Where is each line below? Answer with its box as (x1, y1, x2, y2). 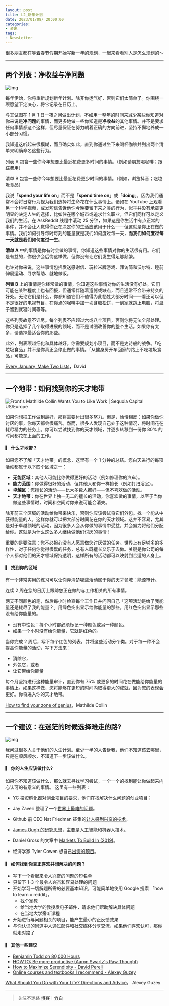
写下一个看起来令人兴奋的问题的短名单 (12, 873, 92, 879)
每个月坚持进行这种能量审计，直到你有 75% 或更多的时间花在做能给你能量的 (5, 678, 162, 684)
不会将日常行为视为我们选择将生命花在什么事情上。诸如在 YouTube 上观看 (9, 198, 162, 204)
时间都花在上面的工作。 (5, 432, 54, 438)
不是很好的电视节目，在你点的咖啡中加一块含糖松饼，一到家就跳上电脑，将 (5, 300, 159, 306)
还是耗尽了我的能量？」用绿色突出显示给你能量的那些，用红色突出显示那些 (9, 604, 164, 610)
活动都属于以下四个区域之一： (5, 463, 67, 470)
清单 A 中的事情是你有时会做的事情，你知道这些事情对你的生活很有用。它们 (5, 247, 161, 253)
